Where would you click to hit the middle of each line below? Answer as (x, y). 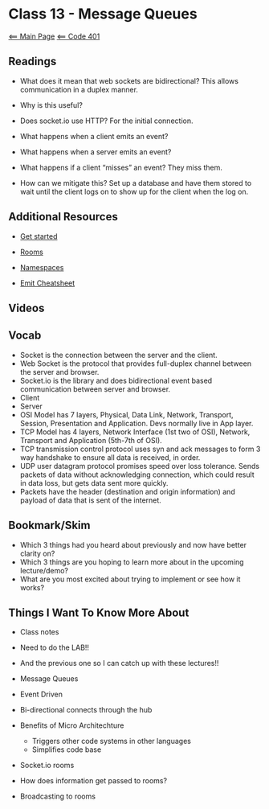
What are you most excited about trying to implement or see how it (130, 579)
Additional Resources (63, 217)
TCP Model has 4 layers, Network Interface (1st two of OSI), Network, (135, 432)
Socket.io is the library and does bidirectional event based (116, 380)
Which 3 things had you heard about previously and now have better (133, 544)
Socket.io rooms (47, 766)
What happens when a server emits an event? (96, 152)
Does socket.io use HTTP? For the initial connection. (106, 121)
